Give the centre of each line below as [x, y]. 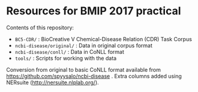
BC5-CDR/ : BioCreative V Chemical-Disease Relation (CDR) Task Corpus [103, 39]
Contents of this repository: [40, 27]
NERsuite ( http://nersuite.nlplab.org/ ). [52, 82]
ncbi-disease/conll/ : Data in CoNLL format [70, 51]
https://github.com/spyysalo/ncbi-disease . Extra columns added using [94, 76]
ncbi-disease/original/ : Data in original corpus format [84, 45]
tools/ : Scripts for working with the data [66, 58]
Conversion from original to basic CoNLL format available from [83, 69]
